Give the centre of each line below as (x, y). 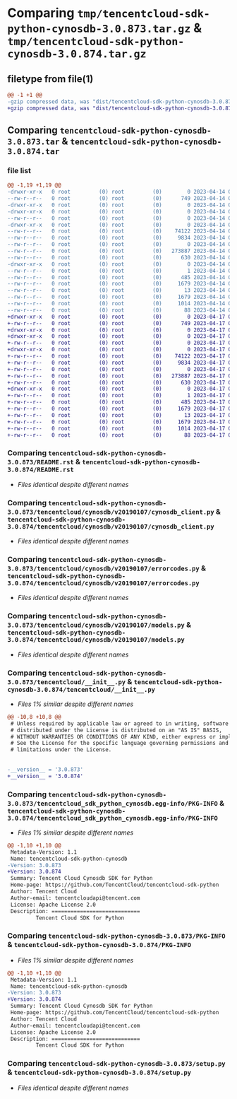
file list (19, 170)
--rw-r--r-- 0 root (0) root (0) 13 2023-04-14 (116, 290)
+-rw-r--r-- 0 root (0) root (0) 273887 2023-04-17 (116, 376)
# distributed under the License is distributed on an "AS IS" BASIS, (116, 730)
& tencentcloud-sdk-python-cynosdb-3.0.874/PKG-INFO (99, 945)
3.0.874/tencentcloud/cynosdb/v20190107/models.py (96, 640)
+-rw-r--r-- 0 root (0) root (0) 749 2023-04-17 (116, 323)
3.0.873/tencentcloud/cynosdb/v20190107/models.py (96, 625)
